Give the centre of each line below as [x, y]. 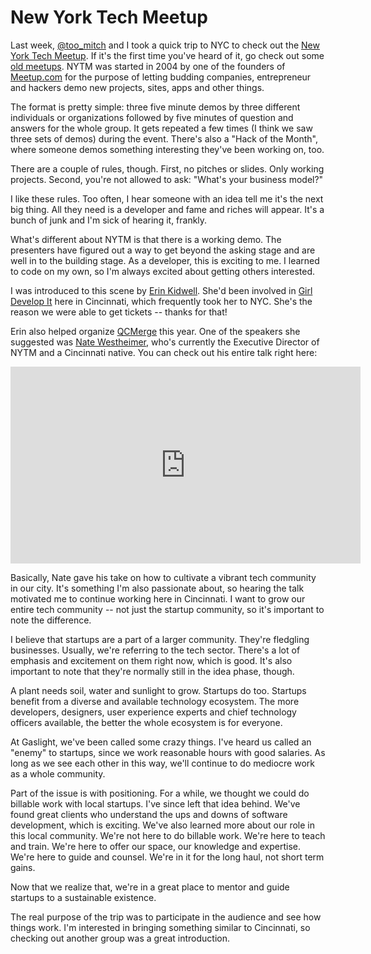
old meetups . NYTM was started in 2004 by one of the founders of [148, 66]
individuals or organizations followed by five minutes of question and [152, 117]
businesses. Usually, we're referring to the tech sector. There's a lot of [155, 650]
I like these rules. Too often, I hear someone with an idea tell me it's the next [167, 198]
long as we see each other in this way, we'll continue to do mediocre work [162, 763]
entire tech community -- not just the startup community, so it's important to [167, 609]
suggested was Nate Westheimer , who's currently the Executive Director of [165, 342]
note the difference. [51, 620]
